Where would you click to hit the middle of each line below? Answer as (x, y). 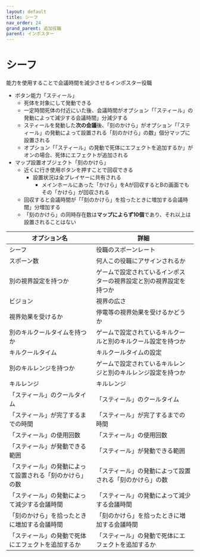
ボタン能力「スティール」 (46, 95)
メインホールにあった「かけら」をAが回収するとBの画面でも (115, 185)
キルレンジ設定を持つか (153, 373)
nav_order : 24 (24, 23)
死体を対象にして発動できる (57, 103)
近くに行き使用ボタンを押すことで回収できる (78, 170)
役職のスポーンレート (126, 250)
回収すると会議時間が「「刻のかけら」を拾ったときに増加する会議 (103, 200)
